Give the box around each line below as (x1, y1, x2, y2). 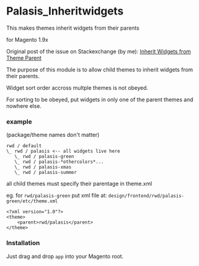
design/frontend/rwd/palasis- (108, 193, 184, 199)
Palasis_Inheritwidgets (6, 4, 124, 18)
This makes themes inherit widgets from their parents (6, 24, 140, 32)
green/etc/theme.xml (6, 198, 59, 204)
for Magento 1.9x (6, 36, 48, 43)
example (6, 117, 32, 125)
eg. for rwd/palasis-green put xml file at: (6, 192, 107, 199)
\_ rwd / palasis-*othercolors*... (14, 159, 104, 165)
